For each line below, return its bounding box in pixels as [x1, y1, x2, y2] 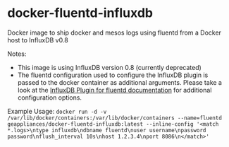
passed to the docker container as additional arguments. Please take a [17, 78, 222, 86]
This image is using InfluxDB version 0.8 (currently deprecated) [17, 63, 202, 71]
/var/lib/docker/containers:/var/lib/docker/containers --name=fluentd [7, 114, 222, 122]
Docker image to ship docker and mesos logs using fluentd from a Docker [7, 28, 222, 37]
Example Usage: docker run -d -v [7, 107, 107, 115]
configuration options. [17, 93, 82, 102]
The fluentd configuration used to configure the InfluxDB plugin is [17, 71, 209, 79]
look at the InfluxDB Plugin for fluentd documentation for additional [17, 86, 212, 94]
